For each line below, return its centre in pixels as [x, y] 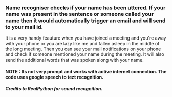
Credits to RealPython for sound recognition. [54, 89]
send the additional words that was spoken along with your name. [75, 60]
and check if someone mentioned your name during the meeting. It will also [85, 54]
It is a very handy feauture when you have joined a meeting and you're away [86, 38]
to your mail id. [24, 27]
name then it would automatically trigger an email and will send [85, 21]
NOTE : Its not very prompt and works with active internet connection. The [86, 71]
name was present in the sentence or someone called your [80, 14]
